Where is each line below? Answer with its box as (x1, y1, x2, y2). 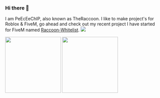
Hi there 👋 (5, 4, 30, 11)
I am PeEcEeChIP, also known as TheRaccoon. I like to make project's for (5, 16, 155, 22)
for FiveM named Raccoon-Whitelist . (5, 27, 80, 33)
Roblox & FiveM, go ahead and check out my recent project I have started (5, 21, 155, 27)
